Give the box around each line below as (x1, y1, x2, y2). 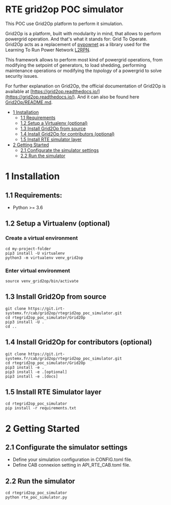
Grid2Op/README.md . (5, 99, 53, 105)
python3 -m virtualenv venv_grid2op (5, 255, 83, 260)
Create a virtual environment (5, 234, 78, 241)
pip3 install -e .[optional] (5, 369, 67, 375)
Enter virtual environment (5, 267, 70, 274)
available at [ (5, 88, 32, 94)
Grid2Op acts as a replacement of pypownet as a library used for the (5, 41, 150, 47)
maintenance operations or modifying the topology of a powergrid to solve (5, 68, 162, 74)
